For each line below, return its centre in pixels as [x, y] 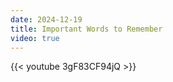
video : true [35, 38]
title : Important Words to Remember [86, 29]
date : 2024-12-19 [46, 19]
